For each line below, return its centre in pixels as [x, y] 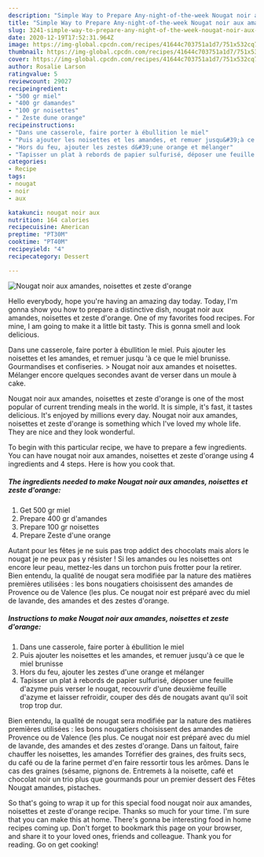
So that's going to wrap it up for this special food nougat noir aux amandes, [130, 803]
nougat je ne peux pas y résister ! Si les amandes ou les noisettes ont [120, 559]
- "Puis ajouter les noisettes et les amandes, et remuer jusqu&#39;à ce [132, 140]
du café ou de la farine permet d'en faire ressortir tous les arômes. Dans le [129, 762]
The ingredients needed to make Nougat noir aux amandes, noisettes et [128, 482]
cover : [19, 60]
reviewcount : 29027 [40, 81]
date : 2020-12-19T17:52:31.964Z [61, 37]
